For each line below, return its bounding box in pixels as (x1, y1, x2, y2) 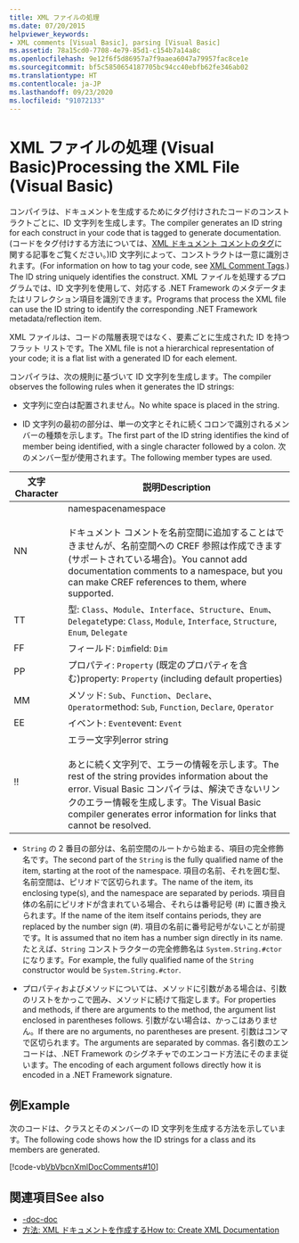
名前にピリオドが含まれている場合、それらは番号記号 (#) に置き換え (37, 899, 287, 910)
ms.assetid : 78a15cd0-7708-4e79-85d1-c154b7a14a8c (9, 46, 201, 55)
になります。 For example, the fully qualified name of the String (21, 955, 255, 965)
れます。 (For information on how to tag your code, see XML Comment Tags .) (9, 261, 290, 271)
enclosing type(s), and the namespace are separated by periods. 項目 (21, 888, 279, 899)
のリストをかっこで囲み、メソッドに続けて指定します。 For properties (21, 994, 277, 1005)
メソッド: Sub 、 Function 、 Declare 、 (68, 689, 218, 701)
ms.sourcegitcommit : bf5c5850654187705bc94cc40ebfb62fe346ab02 (9, 63, 249, 72)
